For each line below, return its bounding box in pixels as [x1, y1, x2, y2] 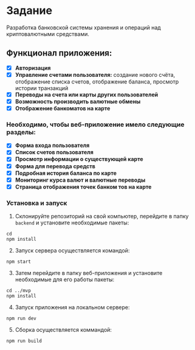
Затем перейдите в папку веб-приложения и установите [15, 270, 163, 277]
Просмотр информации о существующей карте [15, 155, 144, 163]
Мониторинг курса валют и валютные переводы [15, 176, 146, 184]
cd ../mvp [6, 288, 32, 294]
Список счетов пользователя [15, 149, 94, 156]
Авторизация [15, 64, 51, 71]
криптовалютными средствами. [6, 30, 89, 37]
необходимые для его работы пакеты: [15, 276, 115, 284]
